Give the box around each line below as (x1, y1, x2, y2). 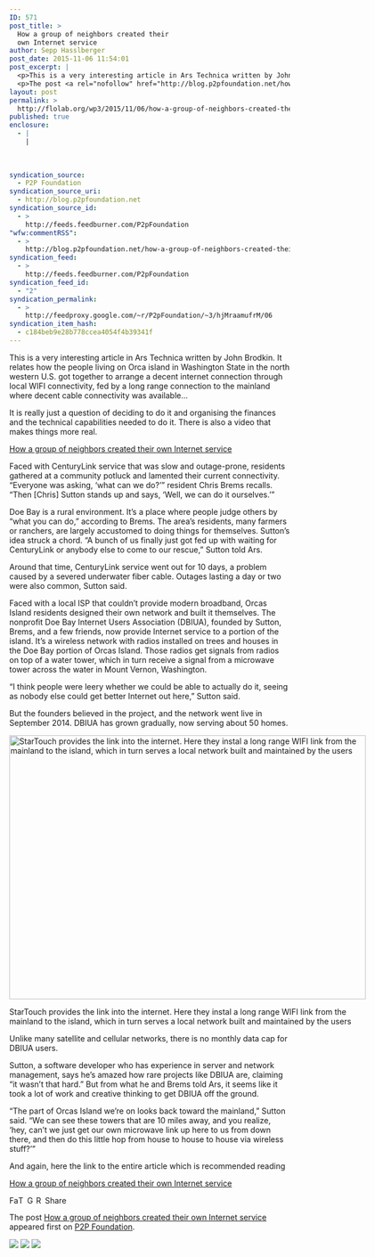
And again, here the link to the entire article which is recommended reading (9, 1160, 286, 1171)
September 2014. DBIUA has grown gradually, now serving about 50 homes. (9, 717, 289, 728)
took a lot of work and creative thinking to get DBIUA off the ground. (9, 1088, 260, 1098)
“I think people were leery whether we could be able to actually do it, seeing (9, 681, 289, 691)
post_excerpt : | (9, 63, 69, 72)
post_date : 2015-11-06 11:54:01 (9, 54, 129, 63)
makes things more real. (9, 426, 98, 437)
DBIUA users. (9, 1042, 59, 1053)
